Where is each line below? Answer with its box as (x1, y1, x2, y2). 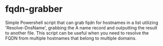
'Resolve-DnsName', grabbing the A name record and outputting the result (5, 24, 158, 30)
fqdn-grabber (5, 3, 63, 15)
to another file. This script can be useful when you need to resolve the (5, 30, 149, 36)
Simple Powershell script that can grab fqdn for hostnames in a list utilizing (5, 20, 158, 25)
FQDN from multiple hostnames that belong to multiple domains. (5, 35, 137, 41)
